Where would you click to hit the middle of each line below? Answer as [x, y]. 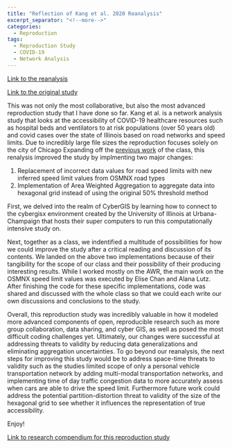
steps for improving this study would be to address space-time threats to [111, 358]
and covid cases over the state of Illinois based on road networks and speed [116, 135]
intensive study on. [34, 228]
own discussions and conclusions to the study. [74, 301]
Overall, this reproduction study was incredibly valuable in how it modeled [113, 314]
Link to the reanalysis [37, 78]
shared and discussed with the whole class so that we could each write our [115, 293]
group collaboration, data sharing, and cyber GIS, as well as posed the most [115, 329]
